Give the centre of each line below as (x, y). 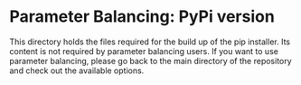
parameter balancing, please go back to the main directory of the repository (150, 61)
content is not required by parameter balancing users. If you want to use (144, 51)
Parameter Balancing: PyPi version (142, 17)
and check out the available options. (77, 71)
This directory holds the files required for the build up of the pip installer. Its (150, 42)
